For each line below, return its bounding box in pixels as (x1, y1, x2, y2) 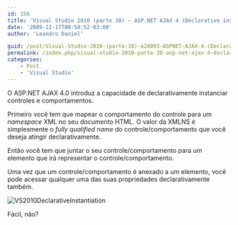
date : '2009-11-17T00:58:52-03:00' (7, 23, 113, 30)
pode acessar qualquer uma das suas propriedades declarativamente (7, 175, 210, 183)
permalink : (7, 50, 40, 57)
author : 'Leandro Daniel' (7, 30, 84, 37)
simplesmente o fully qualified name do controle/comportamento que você (7, 125, 227, 133)
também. (7, 182, 33, 191)
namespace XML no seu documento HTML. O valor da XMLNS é (7, 117, 196, 126)
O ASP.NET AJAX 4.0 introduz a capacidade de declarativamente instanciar (7, 88, 228, 97)
